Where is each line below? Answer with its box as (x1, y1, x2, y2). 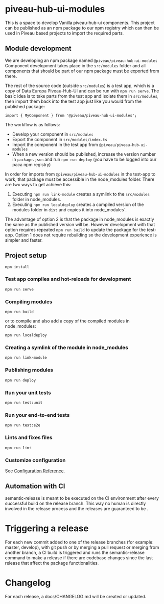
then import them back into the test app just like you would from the (5, 98, 142, 104)
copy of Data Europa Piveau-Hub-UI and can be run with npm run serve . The (5, 87, 159, 94)
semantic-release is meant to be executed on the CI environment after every (5, 495, 159, 501)
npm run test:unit (5, 401, 43, 405)
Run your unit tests (5, 389, 51, 396)
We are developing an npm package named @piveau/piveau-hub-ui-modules (5, 58, 158, 63)
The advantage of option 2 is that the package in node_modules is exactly (5, 216, 154, 222)
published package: (5, 103, 45, 109)
